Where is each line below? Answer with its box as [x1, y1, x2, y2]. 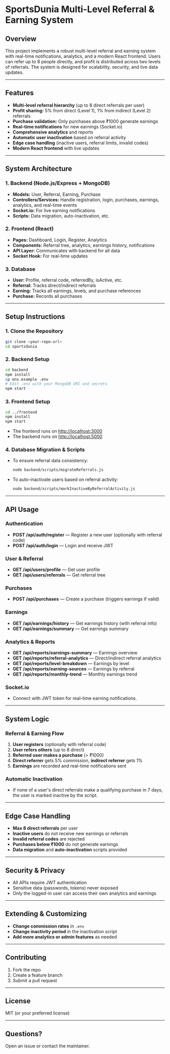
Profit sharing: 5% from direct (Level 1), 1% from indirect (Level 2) [12, 107, 151, 113]
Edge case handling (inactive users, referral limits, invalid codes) [12, 140, 149, 146]
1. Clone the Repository [5, 328, 63, 335]
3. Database [5, 266, 35, 273]
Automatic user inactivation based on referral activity [12, 134, 126, 140]
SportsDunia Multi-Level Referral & [5, 4, 155, 15]
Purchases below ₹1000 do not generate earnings [12, 841, 118, 848]
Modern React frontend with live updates [12, 145, 100, 151]
